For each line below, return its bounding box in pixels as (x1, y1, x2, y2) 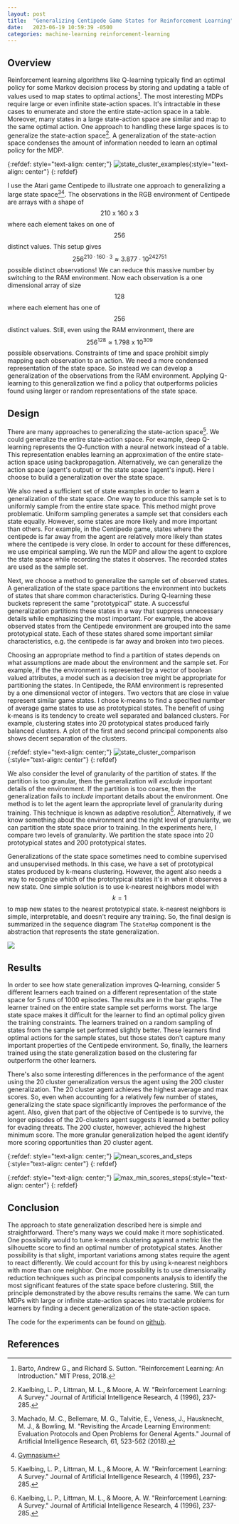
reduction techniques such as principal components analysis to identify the (7, 1274, 228, 1282)
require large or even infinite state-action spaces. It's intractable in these (7, 99, 221, 108)
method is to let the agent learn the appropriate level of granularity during (7, 799, 223, 808)
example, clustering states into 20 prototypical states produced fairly (7, 719, 210, 727)
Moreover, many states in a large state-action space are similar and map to (7, 115, 227, 123)
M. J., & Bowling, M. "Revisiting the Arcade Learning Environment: (17, 1421, 211, 1430)
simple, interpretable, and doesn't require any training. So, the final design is (7, 912, 231, 921)
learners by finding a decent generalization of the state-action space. (7, 1304, 211, 1312)
